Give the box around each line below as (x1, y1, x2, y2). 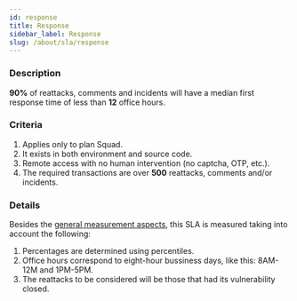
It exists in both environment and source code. (21, 148, 193, 159)
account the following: (9, 228, 92, 240)
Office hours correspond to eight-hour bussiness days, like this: (21, 255, 256, 266)
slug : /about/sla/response (9, 37, 109, 47)
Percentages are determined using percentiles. (21, 246, 195, 257)
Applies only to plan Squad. (21, 139, 123, 149)
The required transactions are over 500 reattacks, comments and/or (21, 167, 273, 178)
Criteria (9, 119, 43, 131)
